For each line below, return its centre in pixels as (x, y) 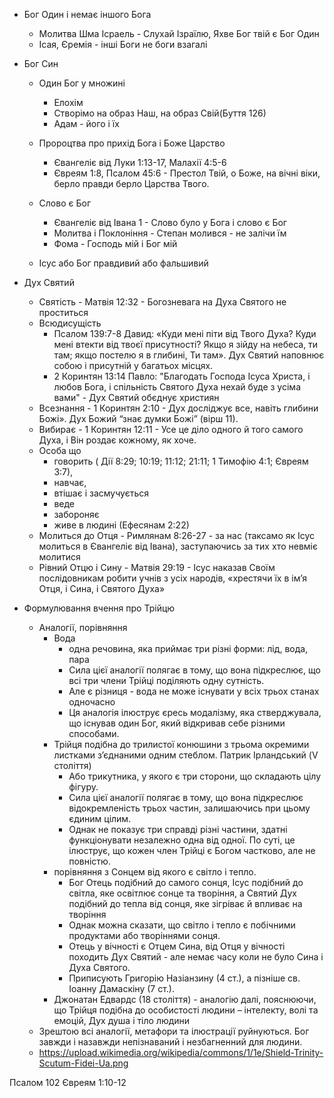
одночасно (92, 702)
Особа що (60, 450)
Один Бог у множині (82, 83)
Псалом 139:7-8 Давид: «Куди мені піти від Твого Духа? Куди (185, 333)
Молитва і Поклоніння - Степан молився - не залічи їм (170, 233)
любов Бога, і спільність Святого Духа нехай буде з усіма (177, 387)
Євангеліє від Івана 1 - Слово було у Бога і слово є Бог (170, 222)
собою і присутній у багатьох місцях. (133, 365)
